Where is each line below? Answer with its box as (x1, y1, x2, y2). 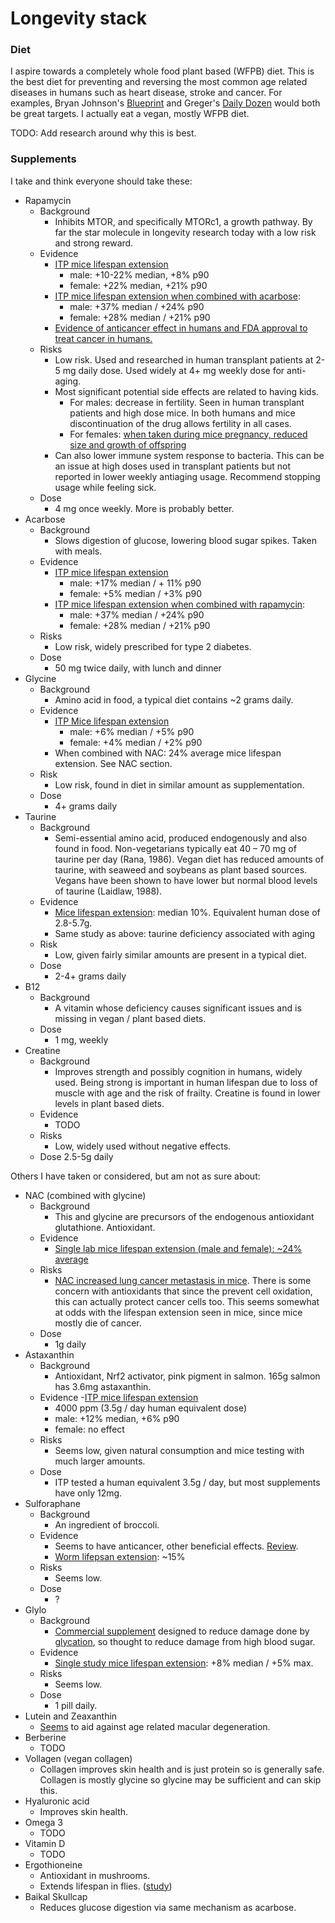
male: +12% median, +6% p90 (54, 1412, 180, 1424)
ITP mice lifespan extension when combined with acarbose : (54, 290, 301, 302)
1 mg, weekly (54, 1033, 109, 1046)
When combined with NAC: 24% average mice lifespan (54, 747, 282, 759)
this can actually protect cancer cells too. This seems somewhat (54, 1295, 320, 1307)
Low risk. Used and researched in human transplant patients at (54, 353, 314, 366)
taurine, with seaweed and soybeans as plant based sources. (54, 863, 308, 876)
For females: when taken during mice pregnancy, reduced (69, 428, 308, 440)
